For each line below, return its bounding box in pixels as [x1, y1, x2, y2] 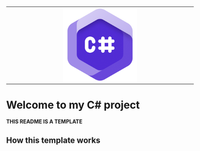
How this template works [6, 135, 101, 145]
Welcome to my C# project [6, 98, 140, 112]
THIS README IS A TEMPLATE [6, 118, 83, 125]
